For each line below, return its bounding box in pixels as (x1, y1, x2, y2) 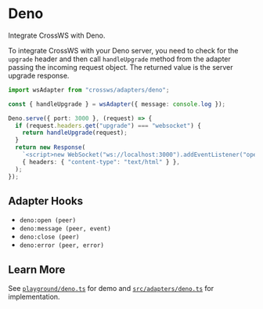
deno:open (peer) (19, 216, 77, 224)
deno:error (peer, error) (19, 242, 104, 249)
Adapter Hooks (8, 194, 84, 208)
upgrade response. (8, 71, 70, 80)
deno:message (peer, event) (19, 225, 111, 233)
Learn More (8, 263, 66, 276)
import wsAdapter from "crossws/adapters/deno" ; (8, 85, 170, 94)
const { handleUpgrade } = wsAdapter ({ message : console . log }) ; (8, 100, 225, 108)
